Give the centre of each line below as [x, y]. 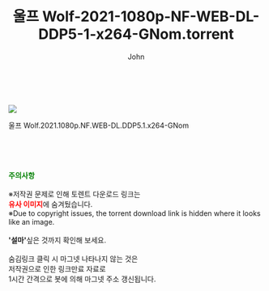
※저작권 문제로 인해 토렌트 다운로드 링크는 [75, 194]
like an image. [32, 221]
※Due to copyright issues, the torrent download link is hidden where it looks [134, 213]
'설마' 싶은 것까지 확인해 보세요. [58, 240]
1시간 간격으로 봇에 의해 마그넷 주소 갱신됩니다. [82, 279]
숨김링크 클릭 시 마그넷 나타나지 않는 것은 [73, 259]
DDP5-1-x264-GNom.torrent [136, 34]
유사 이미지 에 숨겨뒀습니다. [51, 204]
